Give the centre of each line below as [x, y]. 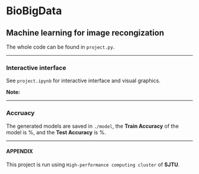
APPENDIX [20, 152]
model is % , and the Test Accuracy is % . [56, 132]
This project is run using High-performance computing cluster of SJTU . [93, 165]
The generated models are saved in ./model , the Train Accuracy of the [92, 126]
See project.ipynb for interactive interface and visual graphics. [84, 80]
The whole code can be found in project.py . [60, 47]
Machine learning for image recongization [85, 33]
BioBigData [34, 11]
